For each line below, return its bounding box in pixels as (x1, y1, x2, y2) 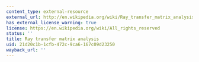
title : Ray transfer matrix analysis (6, 36, 99, 42)
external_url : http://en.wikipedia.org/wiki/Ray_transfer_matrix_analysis (6, 14, 195, 20)
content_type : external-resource (6, 8, 89, 15)
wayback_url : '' (6, 47, 46, 53)
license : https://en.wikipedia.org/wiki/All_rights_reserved (6, 25, 161, 31)
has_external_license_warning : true (6, 19, 97, 25)
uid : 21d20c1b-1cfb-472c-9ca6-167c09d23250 (6, 42, 115, 48)
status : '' (6, 31, 33, 37)
